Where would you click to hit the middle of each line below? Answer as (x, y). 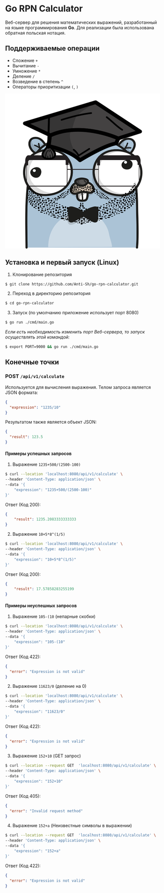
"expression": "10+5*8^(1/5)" (45, 559)
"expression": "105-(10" (40, 642)
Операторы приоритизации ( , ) (45, 87)
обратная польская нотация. (35, 33)
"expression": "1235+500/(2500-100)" (53, 490)
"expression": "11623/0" (40, 712)
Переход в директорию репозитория (51, 293)
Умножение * (27, 71)
